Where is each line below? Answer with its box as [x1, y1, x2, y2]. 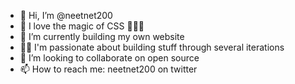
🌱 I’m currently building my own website [19, 31, 185, 42]
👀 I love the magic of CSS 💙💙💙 [19, 20, 145, 32]
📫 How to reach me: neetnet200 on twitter [19, 63, 198, 75]
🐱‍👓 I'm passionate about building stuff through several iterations [19, 41, 285, 53]
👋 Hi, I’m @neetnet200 [19, 10, 113, 21]
